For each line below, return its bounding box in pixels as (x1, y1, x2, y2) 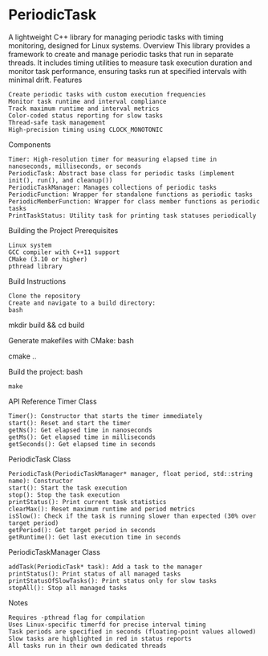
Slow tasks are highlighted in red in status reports (8, 634, 193, 642)
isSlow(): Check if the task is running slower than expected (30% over (8, 512, 257, 520)
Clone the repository (8, 292, 81, 300)
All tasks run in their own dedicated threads (8, 642, 167, 650)
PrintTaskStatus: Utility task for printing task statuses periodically (8, 211, 257, 219)
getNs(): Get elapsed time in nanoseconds (8, 426, 152, 434)
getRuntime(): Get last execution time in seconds (8, 533, 181, 541)
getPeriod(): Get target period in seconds (8, 526, 156, 534)
